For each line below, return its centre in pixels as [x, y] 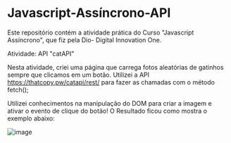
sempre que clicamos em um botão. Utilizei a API [79, 75]
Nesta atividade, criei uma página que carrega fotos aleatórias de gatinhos [115, 67]
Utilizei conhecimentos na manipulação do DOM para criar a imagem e [110, 103]
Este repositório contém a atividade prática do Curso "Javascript [101, 32]
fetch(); [18, 89]
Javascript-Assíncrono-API [89, 13]
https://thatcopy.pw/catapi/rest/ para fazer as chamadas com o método [111, 82]
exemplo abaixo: [31, 118]
